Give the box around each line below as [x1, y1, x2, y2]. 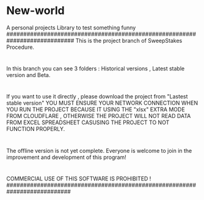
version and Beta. [6, 72, 51, 79]
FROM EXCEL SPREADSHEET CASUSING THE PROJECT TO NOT [6, 119, 170, 126]
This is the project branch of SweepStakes [75, 37, 183, 44]
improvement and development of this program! [6, 154, 126, 161]
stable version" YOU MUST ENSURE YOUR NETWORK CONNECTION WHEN [6, 99, 199, 107]
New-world [6, 4, 65, 18]
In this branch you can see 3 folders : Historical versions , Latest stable [6, 65, 185, 72]
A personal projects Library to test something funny [6, 24, 136, 31]
